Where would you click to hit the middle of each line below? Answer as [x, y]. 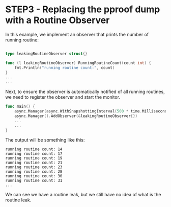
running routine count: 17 [34, 154]
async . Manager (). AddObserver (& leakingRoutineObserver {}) [76, 116]
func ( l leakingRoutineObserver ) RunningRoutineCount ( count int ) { [78, 63]
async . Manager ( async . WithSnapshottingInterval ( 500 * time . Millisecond [91, 111]
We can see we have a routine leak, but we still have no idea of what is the [83, 195]
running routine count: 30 [34, 176]
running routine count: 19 [34, 158]
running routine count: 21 [34, 163]
